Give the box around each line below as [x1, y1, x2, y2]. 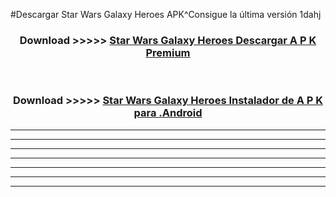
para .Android [133, 106, 203, 120]
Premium [145, 45, 191, 59]
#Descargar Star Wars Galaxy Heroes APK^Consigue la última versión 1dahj [10, 9, 322, 20]
